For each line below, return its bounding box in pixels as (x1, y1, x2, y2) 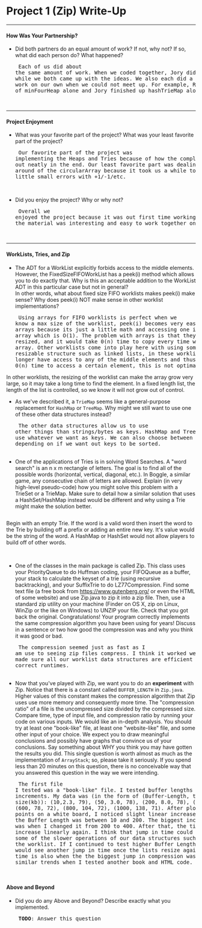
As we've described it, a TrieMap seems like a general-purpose (14, 398, 171, 405)
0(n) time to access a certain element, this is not (14, 362, 174, 369)
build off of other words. (6, 539, 67, 546)
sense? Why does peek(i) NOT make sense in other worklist (14, 296, 164, 303)
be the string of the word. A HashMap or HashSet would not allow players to (6, 532, 195, 539)
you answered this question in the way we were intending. (14, 769, 159, 776)
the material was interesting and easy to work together (14, 220, 186, 227)
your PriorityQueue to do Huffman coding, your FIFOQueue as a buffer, (14, 568, 191, 575)
